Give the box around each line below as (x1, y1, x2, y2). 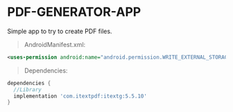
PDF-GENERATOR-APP (7, 4, 141, 20)
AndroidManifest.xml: (24, 40, 86, 48)
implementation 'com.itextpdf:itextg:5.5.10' (13, 93, 148, 100)
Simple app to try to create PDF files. (7, 27, 112, 35)
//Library (13, 86, 42, 93)
